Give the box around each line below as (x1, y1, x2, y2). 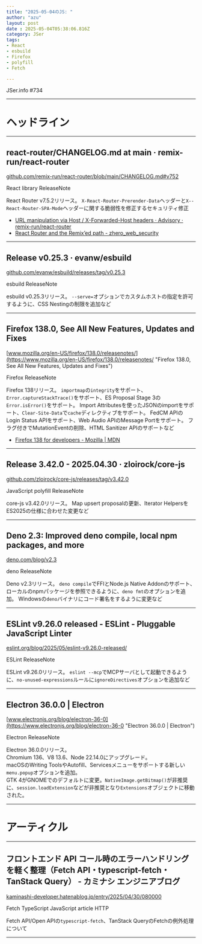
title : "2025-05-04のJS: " (6, 8, 73, 15)
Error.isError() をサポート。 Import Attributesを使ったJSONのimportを (6, 401, 184, 408)
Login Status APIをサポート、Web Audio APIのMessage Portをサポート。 (6, 416, 187, 423)
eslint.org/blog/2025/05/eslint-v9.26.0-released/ (6, 644, 127, 652)
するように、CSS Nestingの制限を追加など (6, 300, 111, 307)
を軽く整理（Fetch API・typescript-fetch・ (6, 865, 170, 876)
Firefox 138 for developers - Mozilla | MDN (14, 436, 120, 443)
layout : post (6, 20, 39, 26)
